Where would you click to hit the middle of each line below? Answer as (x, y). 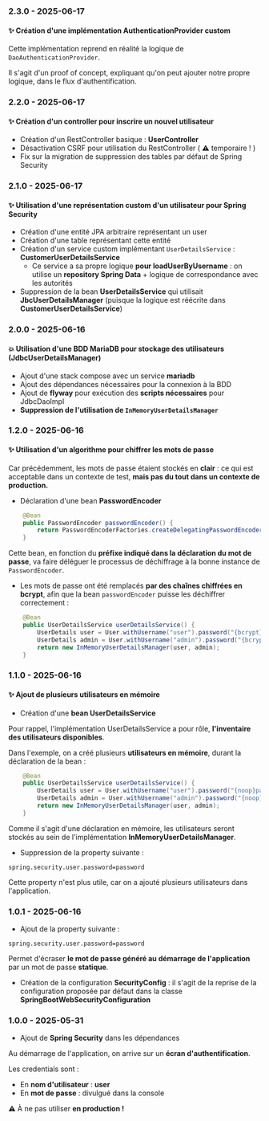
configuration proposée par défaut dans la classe (101, 991)
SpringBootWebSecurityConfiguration (85, 1000)
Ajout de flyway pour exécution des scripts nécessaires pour (122, 393)
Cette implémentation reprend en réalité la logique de (96, 49)
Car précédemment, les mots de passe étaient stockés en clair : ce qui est (131, 468)
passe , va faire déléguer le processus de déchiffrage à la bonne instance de (134, 562)
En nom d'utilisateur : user (65, 1085)
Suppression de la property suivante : (82, 852)
